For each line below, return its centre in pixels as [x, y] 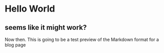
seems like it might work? [46, 28]
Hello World [30, 9]
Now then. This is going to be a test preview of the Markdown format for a [82, 39]
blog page [15, 45]
